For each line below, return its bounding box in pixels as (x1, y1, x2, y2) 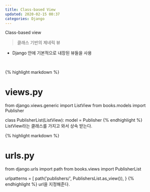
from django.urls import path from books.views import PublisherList (5, 166, 142, 172)
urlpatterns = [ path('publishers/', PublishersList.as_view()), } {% (5, 175, 134, 181)
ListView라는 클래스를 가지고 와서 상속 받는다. (5, 123, 93, 129)
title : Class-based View (5, 7, 56, 12)
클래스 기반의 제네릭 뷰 (17, 40, 61, 45)
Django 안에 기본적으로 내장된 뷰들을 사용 (12, 50, 92, 56)
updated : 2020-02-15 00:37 (5, 12, 60, 17)
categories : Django (5, 16, 45, 21)
